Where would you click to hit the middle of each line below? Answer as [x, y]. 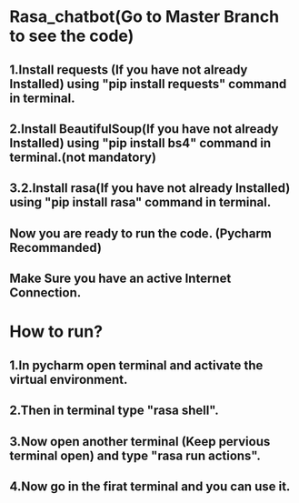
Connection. [45, 293]
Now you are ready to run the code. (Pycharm [141, 233]
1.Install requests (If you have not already [129, 70]
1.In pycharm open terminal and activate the [136, 365]
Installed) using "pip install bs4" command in [140, 143]
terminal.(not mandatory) [83, 157]
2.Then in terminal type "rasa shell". [115, 411]
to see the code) [72, 36]
